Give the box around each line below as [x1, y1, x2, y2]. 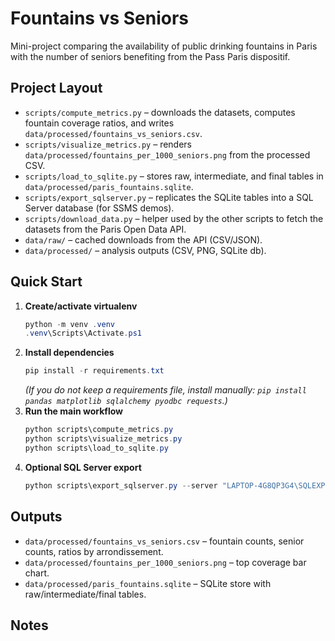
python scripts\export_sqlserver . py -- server [24, 480, 218, 491]
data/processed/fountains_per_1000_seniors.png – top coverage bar [24, 556, 307, 568]
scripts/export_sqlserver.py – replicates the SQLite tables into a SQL [24, 191, 314, 203]
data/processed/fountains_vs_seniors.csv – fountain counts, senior [24, 535, 305, 547]
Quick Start [10, 273, 83, 291]
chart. [24, 567, 50, 579]
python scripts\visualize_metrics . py [24, 434, 183, 444]
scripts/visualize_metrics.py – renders [24, 138, 192, 150]
